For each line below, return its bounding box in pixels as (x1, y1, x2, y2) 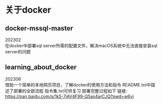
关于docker (5, 4, 51, 16)
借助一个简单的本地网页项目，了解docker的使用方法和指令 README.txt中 (5, 82, 151, 87)
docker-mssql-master (5, 24, 73, 32)
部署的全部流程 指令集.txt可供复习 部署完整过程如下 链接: (13, 88, 127, 94)
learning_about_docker (5, 63, 77, 71)
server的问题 (5, 49, 31, 54)
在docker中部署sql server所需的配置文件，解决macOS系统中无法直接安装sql (5, 43, 158, 49)
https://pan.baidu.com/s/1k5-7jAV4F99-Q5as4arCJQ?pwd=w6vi (5, 93, 134, 99)
